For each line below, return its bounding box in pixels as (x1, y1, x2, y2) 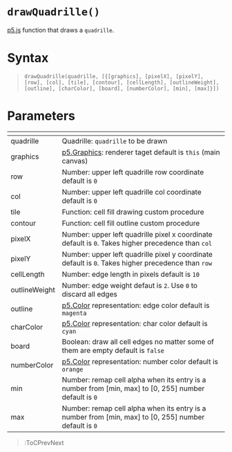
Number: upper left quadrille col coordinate (61, 187, 202, 197)
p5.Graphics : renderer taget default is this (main (61, 147, 220, 157)
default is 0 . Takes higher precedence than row (61, 258, 213, 268)
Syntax (7, 51, 49, 66)
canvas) (61, 156, 88, 165)
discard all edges (61, 289, 117, 299)
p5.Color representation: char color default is (61, 318, 209, 328)
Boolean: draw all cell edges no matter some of (61, 336, 214, 346)
